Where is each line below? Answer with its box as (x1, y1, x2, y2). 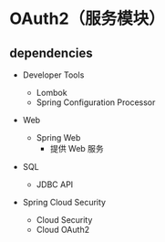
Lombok (36, 88, 67, 98)
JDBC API (36, 179, 74, 190)
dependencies (9, 45, 93, 60)
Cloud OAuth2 (36, 225, 89, 235)
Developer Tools (22, 69, 85, 80)
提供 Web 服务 (49, 143, 105, 153)
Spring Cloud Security (22, 197, 107, 207)
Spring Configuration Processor (36, 97, 156, 108)
